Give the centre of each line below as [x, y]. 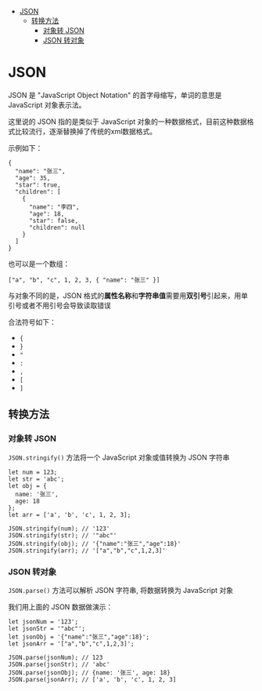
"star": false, [54, 220]
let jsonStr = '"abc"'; [47, 628]
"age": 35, [33, 178]
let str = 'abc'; [36, 479]
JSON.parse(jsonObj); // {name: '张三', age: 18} [89, 673]
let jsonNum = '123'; [43, 622]
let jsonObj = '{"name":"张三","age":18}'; [79, 637]
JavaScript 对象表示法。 [47, 104]
